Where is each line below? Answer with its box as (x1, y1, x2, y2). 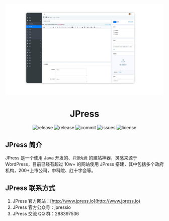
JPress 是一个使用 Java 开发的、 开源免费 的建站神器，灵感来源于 (5, 155, 137, 161)
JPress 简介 (5, 140, 42, 149)
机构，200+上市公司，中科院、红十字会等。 (5, 168, 96, 174)
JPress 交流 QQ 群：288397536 (12, 210, 79, 216)
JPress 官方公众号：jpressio (12, 204, 71, 210)
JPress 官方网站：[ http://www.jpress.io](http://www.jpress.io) (12, 198, 141, 204)
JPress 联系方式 (5, 184, 55, 192)
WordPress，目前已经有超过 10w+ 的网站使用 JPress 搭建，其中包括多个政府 (5, 161, 164, 168)
